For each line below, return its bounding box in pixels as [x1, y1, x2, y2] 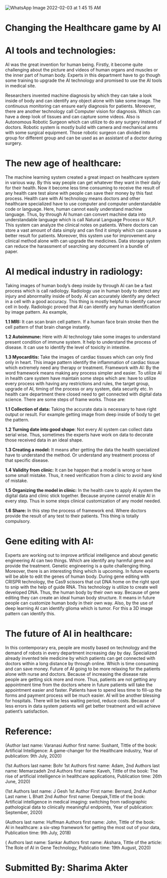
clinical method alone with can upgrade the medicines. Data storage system [5, 238, 161, 244]
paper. [5, 249, 18, 255]
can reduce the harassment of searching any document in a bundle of [5, 243, 149, 249]
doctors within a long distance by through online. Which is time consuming [5, 660, 159, 666]
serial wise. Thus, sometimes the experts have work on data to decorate [5, 432, 154, 438]
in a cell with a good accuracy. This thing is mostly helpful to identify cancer [5, 299, 162, 304]
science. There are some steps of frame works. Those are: [5, 397, 126, 402]
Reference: [5, 726, 52, 737]
